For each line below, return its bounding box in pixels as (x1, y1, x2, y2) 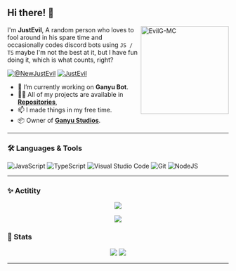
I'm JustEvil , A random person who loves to (7, 25, 135, 34)
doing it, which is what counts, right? (7, 55, 114, 64)
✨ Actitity (7, 186, 41, 196)
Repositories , (17, 98, 58, 106)
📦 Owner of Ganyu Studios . (17, 116, 101, 124)
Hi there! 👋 (7, 7, 55, 19)
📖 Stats (7, 232, 32, 242)
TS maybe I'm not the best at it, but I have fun (7, 48, 138, 56)
